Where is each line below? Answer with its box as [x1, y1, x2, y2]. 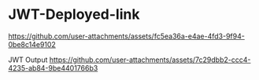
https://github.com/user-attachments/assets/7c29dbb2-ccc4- [49, 55, 251, 64]
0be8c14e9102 [8, 39, 57, 49]
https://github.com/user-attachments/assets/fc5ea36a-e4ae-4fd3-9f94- [8, 31, 246, 41]
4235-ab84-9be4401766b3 [8, 63, 98, 72]
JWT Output [8, 55, 48, 64]
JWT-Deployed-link [8, 5, 140, 24]
